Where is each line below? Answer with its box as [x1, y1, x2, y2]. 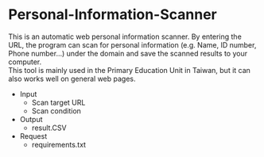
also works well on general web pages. [8, 74, 137, 83]
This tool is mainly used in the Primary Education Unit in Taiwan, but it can [8, 65, 250, 75]
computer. [8, 57, 42, 67]
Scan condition [31, 105, 82, 116]
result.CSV [31, 123, 67, 132]
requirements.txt [31, 140, 86, 149]
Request [19, 131, 48, 140]
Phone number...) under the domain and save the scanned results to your [8, 48, 248, 58]
